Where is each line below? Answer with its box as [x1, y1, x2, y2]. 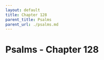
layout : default [5, 7, 40, 13]
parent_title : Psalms [5, 17, 52, 22]
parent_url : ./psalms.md [5, 22, 59, 27]
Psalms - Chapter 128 [5, 44, 99, 55]
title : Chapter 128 [5, 12, 47, 17]
